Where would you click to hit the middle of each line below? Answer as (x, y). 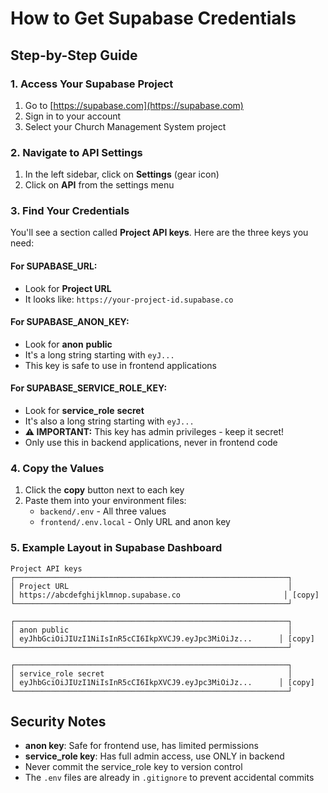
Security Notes (58, 722)
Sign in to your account (73, 116)
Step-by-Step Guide (74, 55)
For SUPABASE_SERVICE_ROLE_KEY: (89, 388)
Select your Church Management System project (125, 126)
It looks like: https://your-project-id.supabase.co (129, 299)
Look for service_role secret (84, 411)
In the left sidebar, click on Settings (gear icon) (122, 174)
